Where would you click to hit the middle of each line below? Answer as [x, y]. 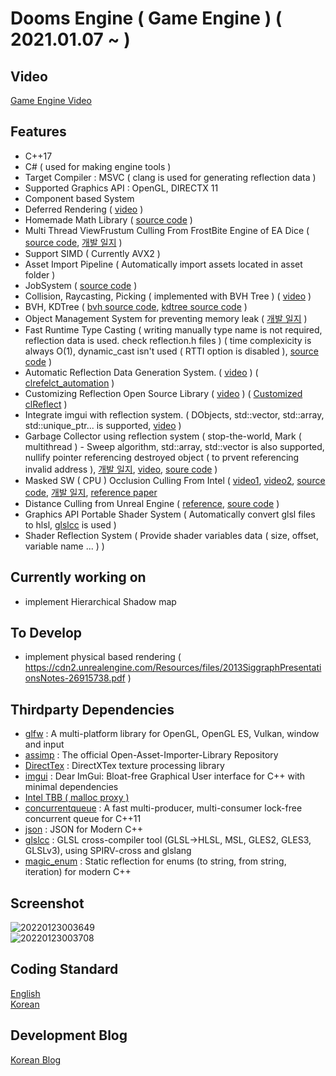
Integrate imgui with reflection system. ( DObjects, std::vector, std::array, [174, 414]
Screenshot [47, 903]
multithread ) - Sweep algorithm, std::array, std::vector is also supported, [174, 446]
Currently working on [78, 577]
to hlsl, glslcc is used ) [70, 524]
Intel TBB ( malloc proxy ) [77, 798]
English [25, 993]
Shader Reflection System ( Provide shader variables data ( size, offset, [171, 535]
